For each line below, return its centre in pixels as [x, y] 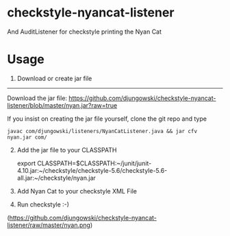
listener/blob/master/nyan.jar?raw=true [62, 105]
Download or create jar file [54, 78]
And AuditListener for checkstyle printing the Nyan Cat [85, 32]
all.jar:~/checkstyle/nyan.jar [56, 178]
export [26, 163]
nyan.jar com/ [27, 137]
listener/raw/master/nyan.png [49, 225]
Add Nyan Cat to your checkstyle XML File [77, 191]
